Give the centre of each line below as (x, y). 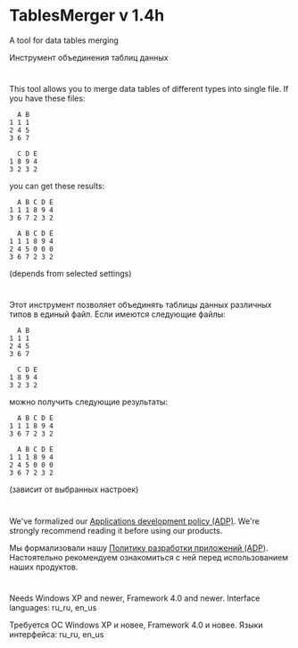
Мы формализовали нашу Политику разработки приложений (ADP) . (139, 548)
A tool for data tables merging (64, 40)
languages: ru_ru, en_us (53, 607)
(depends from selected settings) (70, 274)
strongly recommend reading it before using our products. (116, 530)
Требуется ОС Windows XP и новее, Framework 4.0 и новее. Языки (136, 625)
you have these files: (47, 98)
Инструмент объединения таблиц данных (89, 57)
